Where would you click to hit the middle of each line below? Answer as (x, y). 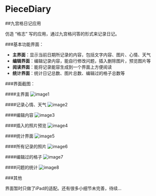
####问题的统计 (21, 167)
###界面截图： (20, 83)
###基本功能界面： (24, 44)
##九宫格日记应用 (23, 23)
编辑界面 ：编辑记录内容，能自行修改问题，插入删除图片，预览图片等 (81, 61)
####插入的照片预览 (26, 125)
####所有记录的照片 (26, 146)
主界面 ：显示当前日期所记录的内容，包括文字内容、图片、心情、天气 (81, 55)
